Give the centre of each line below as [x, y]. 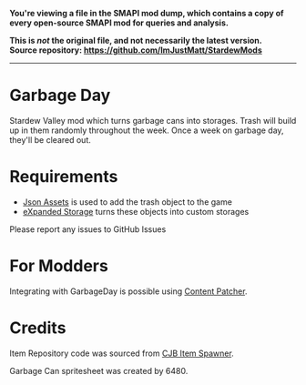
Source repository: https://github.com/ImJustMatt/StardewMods [136, 50]
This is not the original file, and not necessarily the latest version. [136, 41]
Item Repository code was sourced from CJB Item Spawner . [122, 353]
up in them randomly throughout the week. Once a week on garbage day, [147, 130]
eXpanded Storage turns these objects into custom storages [136, 211]
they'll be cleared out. [50, 139]
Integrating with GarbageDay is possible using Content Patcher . [128, 291]
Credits [38, 328]
